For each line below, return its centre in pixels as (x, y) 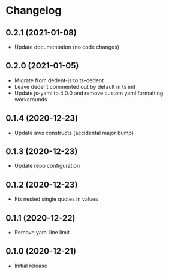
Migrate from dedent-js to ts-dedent (59, 80)
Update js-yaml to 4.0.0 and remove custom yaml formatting (89, 93)
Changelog (34, 10)
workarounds (31, 99)
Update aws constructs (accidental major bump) (74, 133)
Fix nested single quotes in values (56, 199)
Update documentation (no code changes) (67, 47)
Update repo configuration (47, 166)
